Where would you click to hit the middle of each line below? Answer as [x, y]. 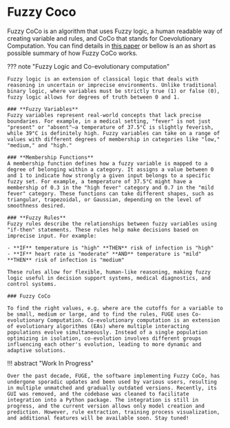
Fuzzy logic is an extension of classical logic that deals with [103, 79]
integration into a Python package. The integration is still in [103, 400]
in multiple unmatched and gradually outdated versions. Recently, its [112, 388]
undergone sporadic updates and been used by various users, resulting [112, 382]
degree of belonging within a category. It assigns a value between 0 [111, 170]
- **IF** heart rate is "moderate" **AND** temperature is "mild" [104, 254]
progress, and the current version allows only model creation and [106, 406]
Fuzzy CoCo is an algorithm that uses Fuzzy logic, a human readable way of [115, 31]
